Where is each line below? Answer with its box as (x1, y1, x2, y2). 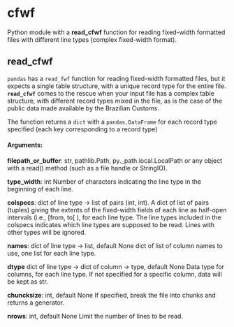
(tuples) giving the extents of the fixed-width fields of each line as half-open (7, 205, 227, 214)
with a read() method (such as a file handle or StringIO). (7, 163, 168, 172)
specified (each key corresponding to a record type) (7, 124, 158, 133)
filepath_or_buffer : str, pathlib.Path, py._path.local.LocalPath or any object (7, 156, 223, 165)
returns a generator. (7, 298, 65, 307)
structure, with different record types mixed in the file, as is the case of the (7, 96, 222, 105)
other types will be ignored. (7, 228, 87, 236)
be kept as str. (7, 277, 48, 286)
